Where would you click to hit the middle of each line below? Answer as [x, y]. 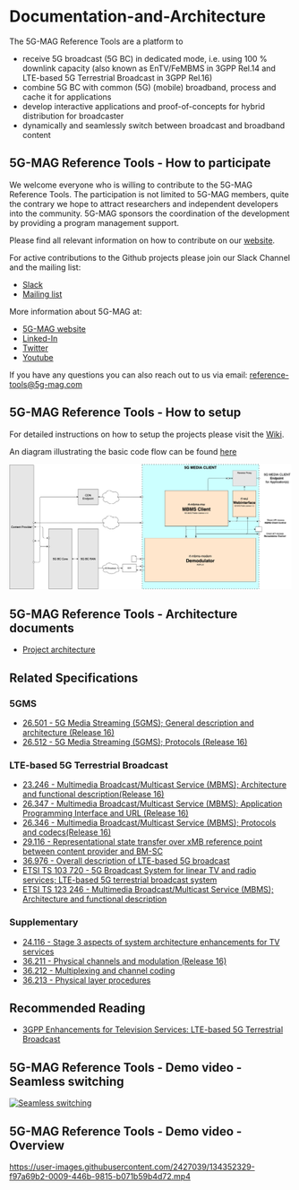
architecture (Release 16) [68, 733]
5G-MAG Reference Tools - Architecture [124, 614]
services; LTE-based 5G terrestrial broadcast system [120, 880]
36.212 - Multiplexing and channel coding [98, 970]
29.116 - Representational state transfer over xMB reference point [142, 842]
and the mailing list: [45, 267]
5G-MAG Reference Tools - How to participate [140, 163]
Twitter [35, 348]
